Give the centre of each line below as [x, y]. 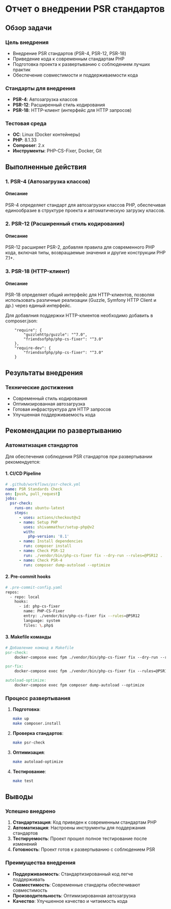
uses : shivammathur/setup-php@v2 [59, 527]
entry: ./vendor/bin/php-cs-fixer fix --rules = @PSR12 [82, 616]
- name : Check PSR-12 [42, 551]
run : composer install [48, 546]
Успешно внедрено [31, 811]
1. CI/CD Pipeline [23, 473]
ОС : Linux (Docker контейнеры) [46, 135]
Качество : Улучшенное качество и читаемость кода [70, 901]
